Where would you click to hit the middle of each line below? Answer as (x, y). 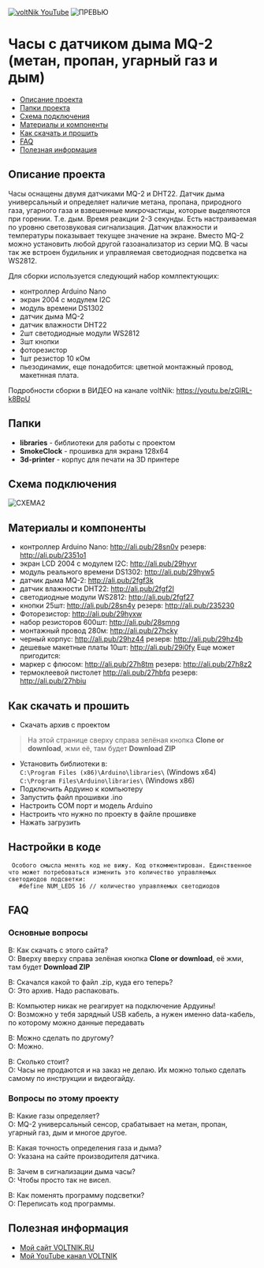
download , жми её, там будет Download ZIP (101, 748)
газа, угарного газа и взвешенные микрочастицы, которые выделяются (129, 210)
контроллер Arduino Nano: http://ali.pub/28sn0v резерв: (113, 547)
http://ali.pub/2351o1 (53, 555)
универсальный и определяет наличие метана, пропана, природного (125, 202)
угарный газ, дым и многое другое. (68, 1132)
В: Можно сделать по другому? (61, 1038)
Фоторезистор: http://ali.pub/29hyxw (81, 614)
